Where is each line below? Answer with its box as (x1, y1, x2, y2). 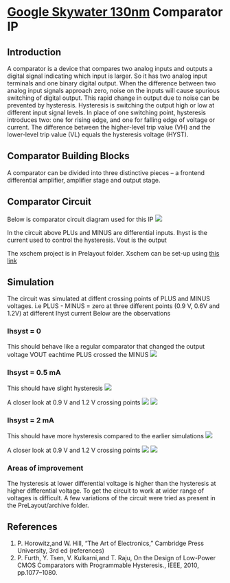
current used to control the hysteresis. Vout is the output (7, 236, 167, 244)
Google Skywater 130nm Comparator (7, 4, 223, 20)
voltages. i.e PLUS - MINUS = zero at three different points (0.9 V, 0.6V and (7, 302, 220, 310)
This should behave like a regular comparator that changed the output (7, 342, 205, 350)
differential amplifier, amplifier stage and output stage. (7, 176, 161, 184)
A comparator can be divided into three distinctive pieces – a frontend (7, 168, 205, 176)
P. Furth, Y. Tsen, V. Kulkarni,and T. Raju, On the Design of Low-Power (16, 554, 216, 562)
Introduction (7, 46, 62, 58)
